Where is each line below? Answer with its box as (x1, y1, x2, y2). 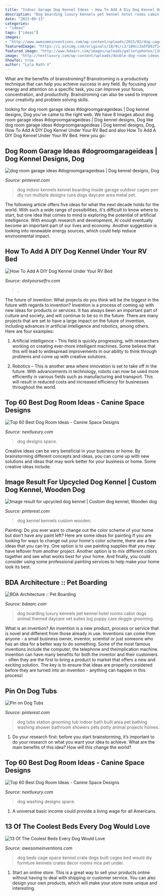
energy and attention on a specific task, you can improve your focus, (5, 86, 144, 92)
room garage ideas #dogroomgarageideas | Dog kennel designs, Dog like (5, 117, 154, 123)
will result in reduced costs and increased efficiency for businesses (12, 378, 149, 385)
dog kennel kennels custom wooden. (17, 518, 92, 523)
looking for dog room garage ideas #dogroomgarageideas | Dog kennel (5, 107, 150, 112)
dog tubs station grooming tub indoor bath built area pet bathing (17, 719, 147, 725)
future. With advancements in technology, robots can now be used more (12, 368, 159, 374)
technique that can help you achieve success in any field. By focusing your (5, 81, 157, 87)
